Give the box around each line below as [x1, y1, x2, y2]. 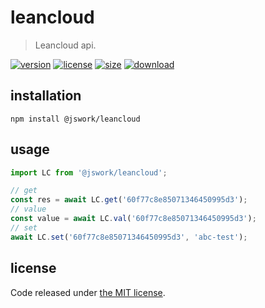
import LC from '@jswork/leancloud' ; [10, 167, 168, 178]
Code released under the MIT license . [10, 286, 166, 298]
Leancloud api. [34, 39, 97, 51]
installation [10, 87, 82, 105]
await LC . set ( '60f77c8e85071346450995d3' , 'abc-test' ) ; [10, 232, 248, 242]
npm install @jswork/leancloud [10, 114, 141, 124]
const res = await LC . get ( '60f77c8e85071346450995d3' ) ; [10, 195, 248, 205]
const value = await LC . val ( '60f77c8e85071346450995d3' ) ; [10, 214, 257, 224]
